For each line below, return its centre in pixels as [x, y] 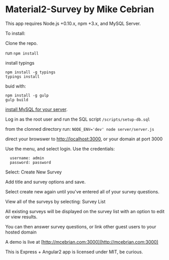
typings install [22, 77]
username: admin [27, 158]
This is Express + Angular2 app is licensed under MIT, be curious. [74, 252]
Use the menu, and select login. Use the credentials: [60, 149]
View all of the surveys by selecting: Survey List [55, 201]
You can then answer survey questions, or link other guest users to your [81, 226]
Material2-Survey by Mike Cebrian [80, 9]
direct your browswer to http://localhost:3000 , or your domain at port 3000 [84, 139]
